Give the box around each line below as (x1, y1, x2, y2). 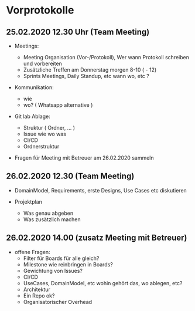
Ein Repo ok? (23, 292, 55, 299)
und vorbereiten (23, 60, 63, 67)
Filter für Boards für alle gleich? (23, 255, 100, 262)
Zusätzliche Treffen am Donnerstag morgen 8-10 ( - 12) (23, 66, 157, 73)
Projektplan (14, 198, 43, 205)
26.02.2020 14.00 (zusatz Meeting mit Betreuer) (6, 233, 187, 243)
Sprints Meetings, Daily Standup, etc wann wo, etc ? (23, 73, 149, 79)
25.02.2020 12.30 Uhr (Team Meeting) (6, 27, 150, 37)
